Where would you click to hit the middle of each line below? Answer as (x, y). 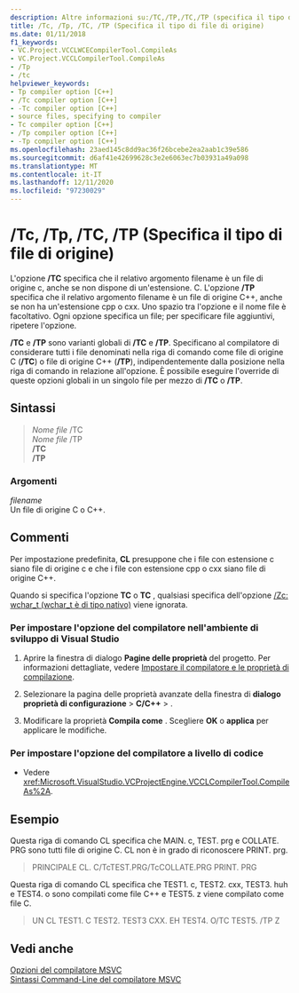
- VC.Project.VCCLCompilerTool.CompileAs (88, 59)
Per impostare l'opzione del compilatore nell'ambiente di (134, 627)
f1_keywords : (34, 42)
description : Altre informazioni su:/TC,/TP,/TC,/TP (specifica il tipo (147, 17)
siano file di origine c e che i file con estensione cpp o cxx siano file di (138, 568)
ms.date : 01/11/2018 (48, 34)
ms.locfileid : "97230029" (58, 191)
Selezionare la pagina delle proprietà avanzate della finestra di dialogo (152, 695)
